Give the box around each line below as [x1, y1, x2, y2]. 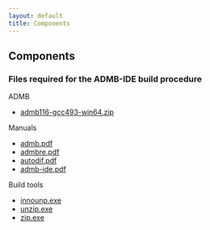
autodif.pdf [19, 156, 57, 165]
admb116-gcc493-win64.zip [19, 107, 115, 117]
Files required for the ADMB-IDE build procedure [8, 73, 202, 85]
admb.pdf [19, 139, 53, 148]
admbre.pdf [19, 147, 60, 157]
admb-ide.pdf [19, 165, 66, 174]
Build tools [8, 180, 44, 190]
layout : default [8, 11, 63, 20]
